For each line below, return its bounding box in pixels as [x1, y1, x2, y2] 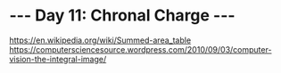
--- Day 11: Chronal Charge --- [9, 5, 236, 26]
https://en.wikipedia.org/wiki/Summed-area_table [9, 35, 192, 45]
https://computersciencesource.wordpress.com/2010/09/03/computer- [9, 44, 272, 54]
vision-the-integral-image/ [9, 53, 107, 64]
